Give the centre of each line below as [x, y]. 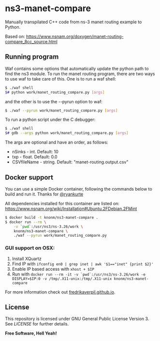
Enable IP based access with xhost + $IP [53, 269]
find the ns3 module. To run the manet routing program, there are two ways [80, 74]
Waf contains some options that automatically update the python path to [77, 68]
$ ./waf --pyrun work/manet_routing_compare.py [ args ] [61, 110]
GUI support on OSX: [30, 248]
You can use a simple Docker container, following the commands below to [79, 189]
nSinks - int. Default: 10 [35, 152]
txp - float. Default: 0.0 [35, 157]
